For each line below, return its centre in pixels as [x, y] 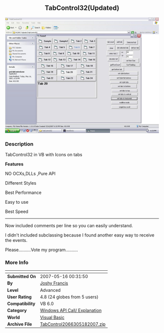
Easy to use [17, 202]
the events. [16, 240]
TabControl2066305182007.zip [73, 324]
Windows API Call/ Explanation [71, 310]
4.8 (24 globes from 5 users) [69, 297]
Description [19, 144]
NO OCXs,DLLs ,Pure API [31, 174]
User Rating [19, 297]
